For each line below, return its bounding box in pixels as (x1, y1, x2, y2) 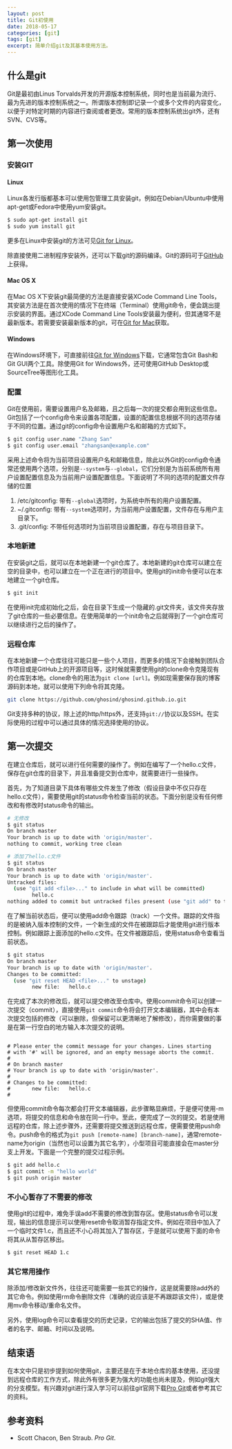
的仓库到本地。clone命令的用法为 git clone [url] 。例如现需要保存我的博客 (7, 674, 221, 682)
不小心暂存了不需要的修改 (7, 1192, 93, 1201)
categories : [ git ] (7, 29, 60, 37)
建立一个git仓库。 (12, 575, 64, 584)
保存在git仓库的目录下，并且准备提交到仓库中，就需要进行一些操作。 (7, 769, 202, 777)
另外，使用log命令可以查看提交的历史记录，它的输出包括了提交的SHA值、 (7, 1316, 216, 1324)
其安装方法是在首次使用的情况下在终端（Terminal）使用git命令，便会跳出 (7, 301, 215, 309)
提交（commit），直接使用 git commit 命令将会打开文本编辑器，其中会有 (12, 1006, 214, 1014)
